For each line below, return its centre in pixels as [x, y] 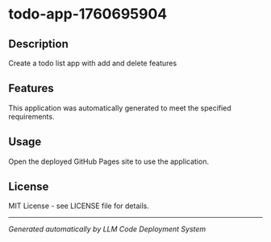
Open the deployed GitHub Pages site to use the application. [109, 161]
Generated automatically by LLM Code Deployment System [107, 229]
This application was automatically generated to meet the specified [120, 108]
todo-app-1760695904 [88, 14]
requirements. [31, 116]
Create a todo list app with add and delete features [93, 63]
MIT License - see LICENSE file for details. [79, 206]
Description [38, 44]
